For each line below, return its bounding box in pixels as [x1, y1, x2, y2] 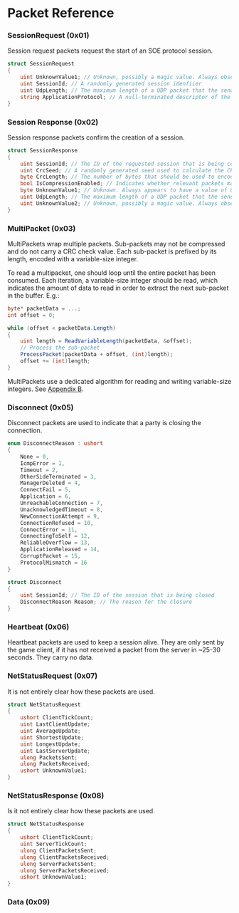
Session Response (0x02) [7, 117, 99, 127]
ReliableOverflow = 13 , [20, 539, 91, 546]
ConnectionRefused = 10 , [20, 519, 94, 526]
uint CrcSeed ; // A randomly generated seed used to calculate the [20, 167, 224, 174]
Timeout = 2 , [20, 466, 59, 474]
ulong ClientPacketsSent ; [20, 847, 97, 854]
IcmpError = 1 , [20, 459, 65, 467]
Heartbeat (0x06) [7, 622, 70, 632]
